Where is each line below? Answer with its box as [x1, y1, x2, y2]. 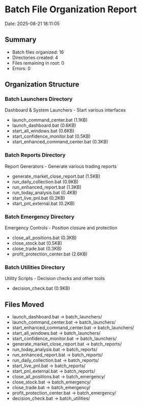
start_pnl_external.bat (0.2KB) [12, 200, 75, 206]
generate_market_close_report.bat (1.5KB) [12, 173, 100, 179]
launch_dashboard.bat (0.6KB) [12, 122, 76, 129]
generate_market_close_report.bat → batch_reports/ [12, 341, 122, 347]
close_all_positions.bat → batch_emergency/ [12, 374, 105, 380]
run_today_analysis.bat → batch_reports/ [12, 347, 98, 353]
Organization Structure [5, 80, 79, 89]
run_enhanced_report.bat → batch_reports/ [12, 352, 103, 358]
